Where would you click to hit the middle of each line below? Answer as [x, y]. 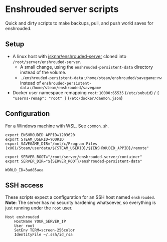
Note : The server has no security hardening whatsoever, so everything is [81, 203]
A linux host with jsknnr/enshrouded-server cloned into [69, 56]
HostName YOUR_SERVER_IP [40, 221]
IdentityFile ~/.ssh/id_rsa [43, 235]
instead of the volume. [43, 72]
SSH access [24, 185]
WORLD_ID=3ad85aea [24, 170]
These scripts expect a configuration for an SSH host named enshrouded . [80, 197]
